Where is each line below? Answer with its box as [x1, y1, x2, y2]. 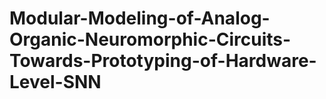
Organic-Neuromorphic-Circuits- [9, 28, 292, 51]
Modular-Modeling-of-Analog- [9, 7, 271, 30]
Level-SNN [9, 71, 102, 94]
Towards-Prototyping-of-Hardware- [9, 50, 317, 72]
